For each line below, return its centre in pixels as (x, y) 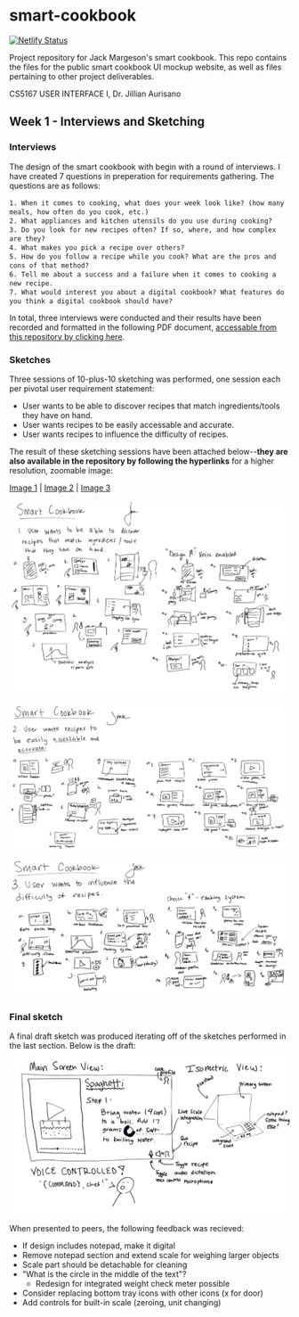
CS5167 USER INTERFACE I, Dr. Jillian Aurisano (95, 94)
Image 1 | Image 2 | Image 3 (60, 488)
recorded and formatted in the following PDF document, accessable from (143, 327)
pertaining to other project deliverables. (82, 76)
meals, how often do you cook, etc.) (79, 212)
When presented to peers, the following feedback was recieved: (127, 1229)
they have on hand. (57, 415)
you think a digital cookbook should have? (91, 301)
